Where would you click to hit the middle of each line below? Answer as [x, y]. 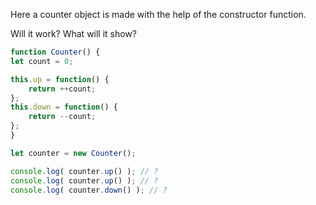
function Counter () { [55, 52]
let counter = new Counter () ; [73, 153]
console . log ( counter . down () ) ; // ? [89, 190]
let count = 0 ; [42, 61]
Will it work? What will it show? [74, 33]
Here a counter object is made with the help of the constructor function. [158, 14]
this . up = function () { [60, 79]
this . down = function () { [64, 107]
